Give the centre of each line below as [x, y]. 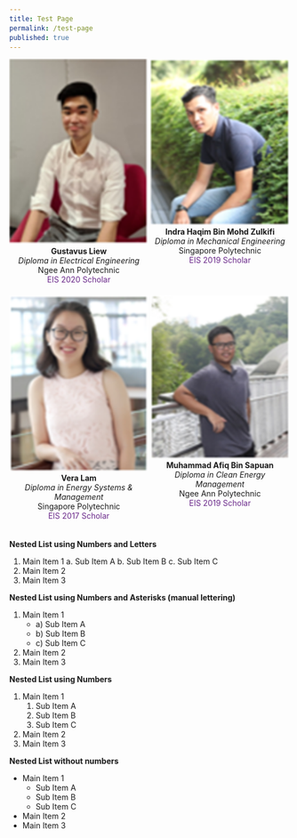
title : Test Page [41, 19]
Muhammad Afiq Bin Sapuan [220, 465]
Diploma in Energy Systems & [79, 487]
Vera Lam [79, 478]
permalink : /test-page [51, 28]
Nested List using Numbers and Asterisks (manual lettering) [122, 598]
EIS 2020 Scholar [79, 279]
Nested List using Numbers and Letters [83, 544]
